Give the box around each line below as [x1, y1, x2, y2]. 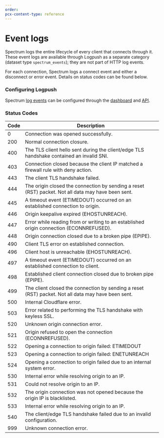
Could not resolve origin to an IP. [25, 381, 100, 388]
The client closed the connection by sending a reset [25, 285, 144, 292]
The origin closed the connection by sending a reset [25, 183, 144, 189]
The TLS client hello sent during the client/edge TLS [25, 146, 144, 153]
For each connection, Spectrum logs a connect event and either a [5, 69, 137, 75]
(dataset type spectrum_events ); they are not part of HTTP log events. [5, 59, 145, 65]
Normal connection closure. [25, 138, 89, 145]
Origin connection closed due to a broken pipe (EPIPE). [25, 233, 151, 240]
